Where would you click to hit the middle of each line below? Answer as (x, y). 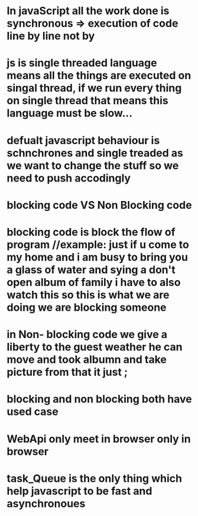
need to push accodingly (69, 178)
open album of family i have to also (94, 282)
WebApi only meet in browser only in (99, 439)
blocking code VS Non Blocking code (99, 205)
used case (33, 412)
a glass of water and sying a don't (91, 270)
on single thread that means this (87, 101)
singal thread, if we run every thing (94, 88)
